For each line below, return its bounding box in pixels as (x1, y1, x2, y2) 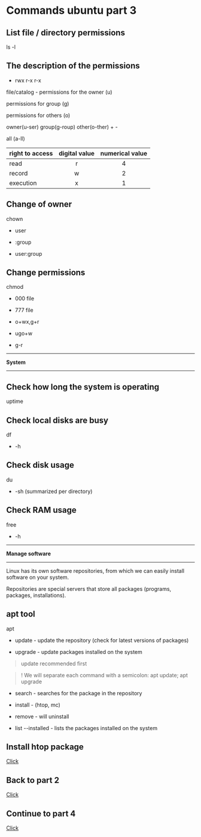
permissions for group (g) (6, 100, 69, 107)
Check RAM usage (6, 505, 77, 515)
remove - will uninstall (14, 713, 69, 720)
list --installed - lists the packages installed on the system (14, 724, 157, 731)
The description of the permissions (6, 61, 141, 71)
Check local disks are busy (6, 415, 109, 425)
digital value (59, 149, 95, 157)
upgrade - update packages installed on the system (14, 648, 142, 655)
